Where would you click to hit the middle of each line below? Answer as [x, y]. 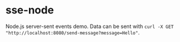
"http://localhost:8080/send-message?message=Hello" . [73, 32]
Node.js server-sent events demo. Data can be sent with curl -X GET [90, 26]
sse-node [30, 10]
